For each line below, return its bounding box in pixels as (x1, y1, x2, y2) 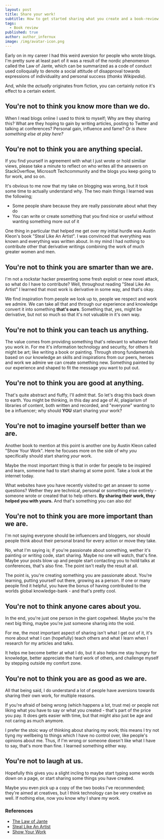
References (5, 807, 33, 814)
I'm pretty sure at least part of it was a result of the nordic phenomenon (5, 57, 149, 64)
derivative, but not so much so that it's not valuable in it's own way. (5, 312, 141, 317)
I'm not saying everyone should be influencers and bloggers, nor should (5, 532, 150, 539)
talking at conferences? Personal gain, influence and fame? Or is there (5, 125, 147, 131)
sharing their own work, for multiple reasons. (5, 693, 95, 698)
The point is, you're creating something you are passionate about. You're (5, 573, 152, 578)
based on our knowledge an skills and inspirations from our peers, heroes (5, 355, 154, 360)
